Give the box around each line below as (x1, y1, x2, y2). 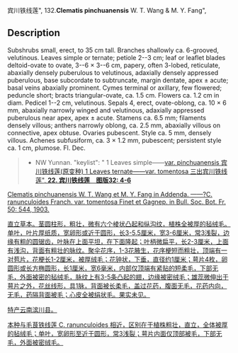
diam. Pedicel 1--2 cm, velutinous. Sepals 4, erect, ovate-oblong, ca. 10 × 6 (7, 98, 227, 107)
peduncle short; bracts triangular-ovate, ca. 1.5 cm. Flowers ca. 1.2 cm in (7, 91, 220, 99)
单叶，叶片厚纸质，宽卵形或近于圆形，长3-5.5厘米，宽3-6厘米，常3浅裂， (7, 228, 224, 237)
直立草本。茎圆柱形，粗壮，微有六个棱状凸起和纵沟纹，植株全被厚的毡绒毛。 (7, 219, 231, 228)
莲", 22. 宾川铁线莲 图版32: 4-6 (35, 175, 132, 184)
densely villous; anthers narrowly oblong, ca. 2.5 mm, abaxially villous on (7, 121, 221, 129)
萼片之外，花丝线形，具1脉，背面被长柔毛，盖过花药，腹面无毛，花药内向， (7, 282, 227, 290)
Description (7, 27, 60, 39)
